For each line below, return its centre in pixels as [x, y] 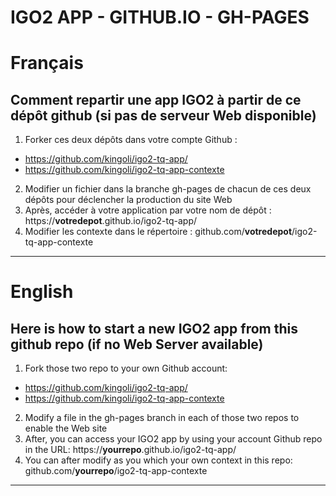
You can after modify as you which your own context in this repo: [158, 460]
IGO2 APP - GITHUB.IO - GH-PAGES [160, 17]
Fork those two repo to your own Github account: [126, 368]
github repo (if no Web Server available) [137, 344]
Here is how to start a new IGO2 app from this [154, 328]
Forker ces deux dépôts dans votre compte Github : [131, 140]
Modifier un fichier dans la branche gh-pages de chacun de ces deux [168, 189]
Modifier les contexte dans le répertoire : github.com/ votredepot [158, 232]
